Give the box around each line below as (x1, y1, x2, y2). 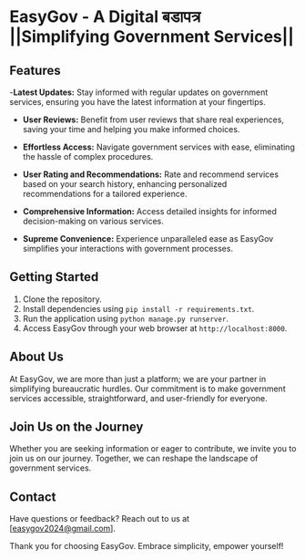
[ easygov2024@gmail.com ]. (9, 523, 117, 534)
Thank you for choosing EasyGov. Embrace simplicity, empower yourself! (9, 541, 284, 552)
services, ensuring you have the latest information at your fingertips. (9, 97, 266, 107)
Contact (9, 489, 56, 504)
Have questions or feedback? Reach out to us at (9, 513, 189, 524)
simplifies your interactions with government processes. (22, 244, 234, 254)
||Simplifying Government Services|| (9, 26, 294, 47)
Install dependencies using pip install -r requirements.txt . (22, 303, 255, 314)
